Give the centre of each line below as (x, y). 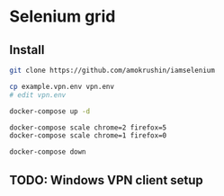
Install (27, 50)
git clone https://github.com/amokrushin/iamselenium (112, 70)
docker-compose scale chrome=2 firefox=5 (88, 128)
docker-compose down (48, 152)
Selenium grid (63, 17)
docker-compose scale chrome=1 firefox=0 (88, 136)
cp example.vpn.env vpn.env (62, 86)
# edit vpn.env (38, 95)
